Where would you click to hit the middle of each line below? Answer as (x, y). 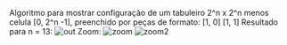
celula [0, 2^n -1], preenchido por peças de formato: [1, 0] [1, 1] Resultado (144, 22)
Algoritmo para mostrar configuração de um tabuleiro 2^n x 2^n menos (139, 13)
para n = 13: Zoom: (55, 31)
